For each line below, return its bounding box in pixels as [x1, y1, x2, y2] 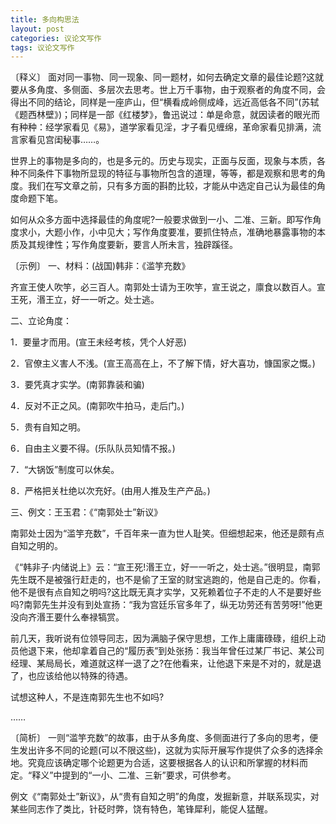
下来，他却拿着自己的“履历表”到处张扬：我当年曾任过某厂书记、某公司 [36, 645, 325, 657]
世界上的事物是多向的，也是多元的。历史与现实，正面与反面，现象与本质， [10, 155, 317, 167]
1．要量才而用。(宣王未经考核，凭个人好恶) [10, 336, 187, 348]
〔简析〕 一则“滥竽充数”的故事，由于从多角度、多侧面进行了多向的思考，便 [10, 732, 319, 744]
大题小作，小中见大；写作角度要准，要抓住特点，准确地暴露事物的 [44, 226, 317, 238]
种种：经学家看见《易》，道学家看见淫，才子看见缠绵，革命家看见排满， [18, 121, 313, 133]
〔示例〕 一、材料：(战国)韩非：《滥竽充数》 [10, 260, 191, 272]
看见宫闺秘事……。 [27, 134, 105, 146]
